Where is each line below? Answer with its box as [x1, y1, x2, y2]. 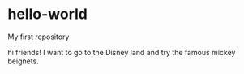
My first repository [7, 32, 70, 41]
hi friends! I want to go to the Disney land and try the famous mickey [7, 47, 236, 57]
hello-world [7, 5, 88, 24]
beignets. [7, 56, 40, 66]
